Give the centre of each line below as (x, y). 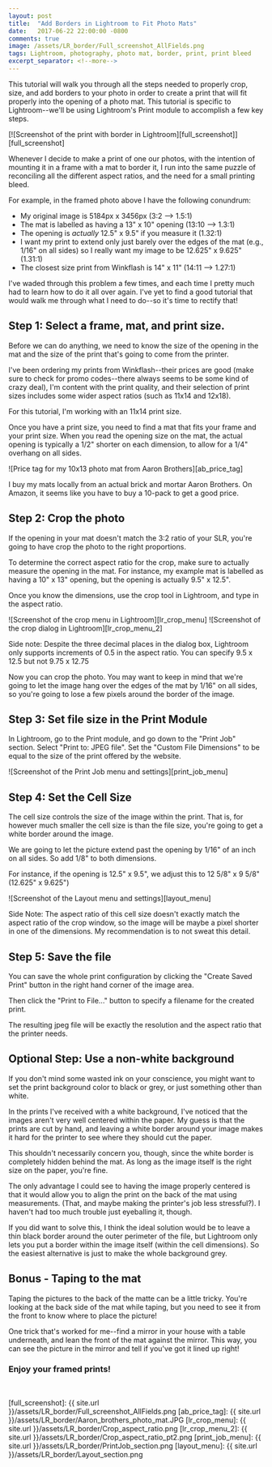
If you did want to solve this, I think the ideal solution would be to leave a (130, 1227)
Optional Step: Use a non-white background (121, 1059)
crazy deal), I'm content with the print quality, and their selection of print (129, 387)
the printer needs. (38, 1033)
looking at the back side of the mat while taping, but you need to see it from (134, 1307)
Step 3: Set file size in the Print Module (108, 719)
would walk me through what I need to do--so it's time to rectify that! (123, 300)
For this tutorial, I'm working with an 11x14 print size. (95, 411)
